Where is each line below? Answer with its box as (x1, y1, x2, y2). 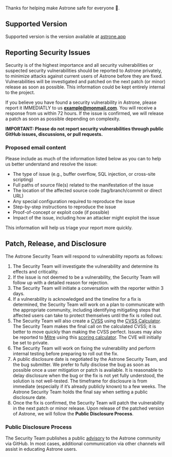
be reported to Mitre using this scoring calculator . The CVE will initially (12, 334, 162, 340)
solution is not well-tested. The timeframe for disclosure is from (12, 378, 147, 384)
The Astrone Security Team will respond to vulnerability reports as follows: (5, 253, 163, 259)
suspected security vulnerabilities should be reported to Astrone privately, (5, 67, 162, 74)
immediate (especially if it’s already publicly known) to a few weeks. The (12, 383, 166, 389)
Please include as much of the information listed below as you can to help (5, 155, 162, 161)
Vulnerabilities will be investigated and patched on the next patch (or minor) (5, 78, 166, 84)
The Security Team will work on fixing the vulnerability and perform (12, 345, 156, 351)
